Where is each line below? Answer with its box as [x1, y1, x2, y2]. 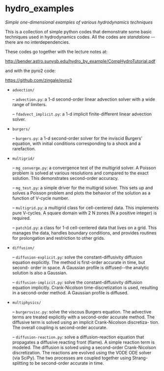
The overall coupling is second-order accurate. [12, 324, 108, 330]
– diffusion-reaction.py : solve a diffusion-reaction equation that [12, 334, 144, 340]
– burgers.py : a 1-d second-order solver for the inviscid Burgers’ [12, 135, 142, 141]
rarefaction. [12, 145, 36, 151]
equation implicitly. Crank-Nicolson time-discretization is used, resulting [12, 285, 158, 290]
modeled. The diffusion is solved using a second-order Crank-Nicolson [12, 344, 156, 350]
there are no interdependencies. [5, 39, 70, 45]
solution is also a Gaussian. [12, 270, 68, 276]
